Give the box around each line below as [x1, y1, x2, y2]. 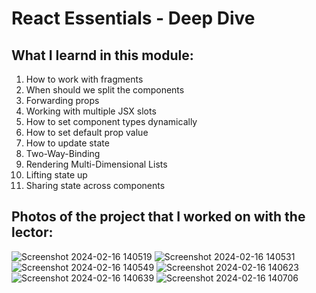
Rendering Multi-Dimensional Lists [25, 158, 168, 170]
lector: [11, 224, 54, 241]
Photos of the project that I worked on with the [11, 208, 306, 226]
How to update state [25, 137, 110, 149]
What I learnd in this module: [11, 47, 194, 64]
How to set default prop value [25, 127, 149, 138]
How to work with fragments [25, 73, 144, 85]
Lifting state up [25, 169, 88, 181]
